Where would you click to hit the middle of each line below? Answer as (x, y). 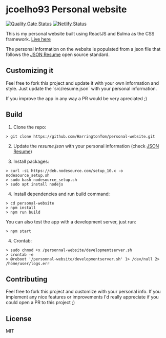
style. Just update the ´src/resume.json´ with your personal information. (81, 88)
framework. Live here (28, 39)
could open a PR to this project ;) (40, 303)
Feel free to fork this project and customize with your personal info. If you (83, 292)
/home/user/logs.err (28, 264)
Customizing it (30, 71)
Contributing (27, 279)
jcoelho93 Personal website (66, 10)
